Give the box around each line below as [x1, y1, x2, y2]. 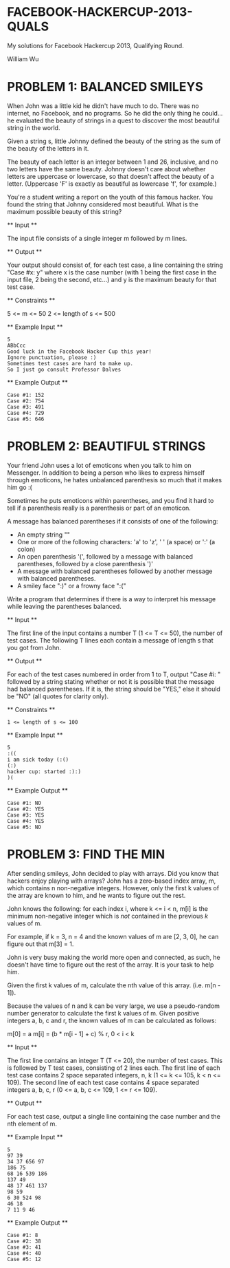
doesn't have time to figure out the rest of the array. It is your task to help [7, 960, 214, 969]
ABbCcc [7, 342, 26, 349]
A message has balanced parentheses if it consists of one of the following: [7, 517, 218, 525]
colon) [16, 545, 36, 553]
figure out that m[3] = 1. [7, 940, 74, 948]
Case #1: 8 [7, 1232, 38, 1238]
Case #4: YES [7, 817, 45, 824]
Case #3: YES [7, 811, 45, 819]
